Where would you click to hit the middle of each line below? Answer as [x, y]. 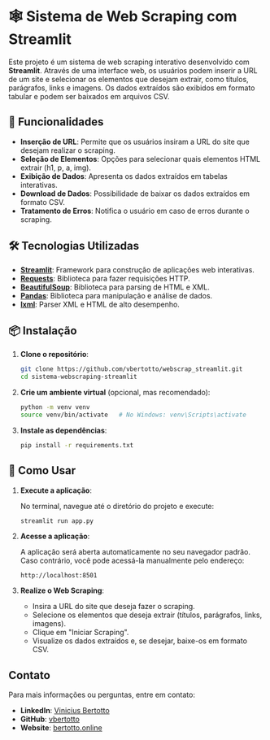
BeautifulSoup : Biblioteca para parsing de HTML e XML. [115, 287]
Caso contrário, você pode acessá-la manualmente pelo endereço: [132, 561]
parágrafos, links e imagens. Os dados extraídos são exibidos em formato [132, 88]
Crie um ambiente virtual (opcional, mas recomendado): [115, 393]
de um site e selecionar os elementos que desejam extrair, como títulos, [129, 79]
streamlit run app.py [57, 521]
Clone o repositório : [54, 355]
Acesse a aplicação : [55, 536]
